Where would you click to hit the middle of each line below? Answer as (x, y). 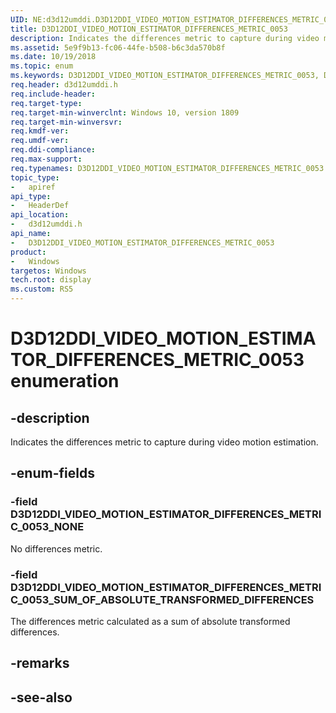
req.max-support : (46, 159)
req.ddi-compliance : (53, 150)
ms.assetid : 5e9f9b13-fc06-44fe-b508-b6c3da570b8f (118, 47)
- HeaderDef (40, 206)
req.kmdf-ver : (40, 131)
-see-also (41, 697)
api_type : (31, 196)
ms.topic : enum (42, 66)
